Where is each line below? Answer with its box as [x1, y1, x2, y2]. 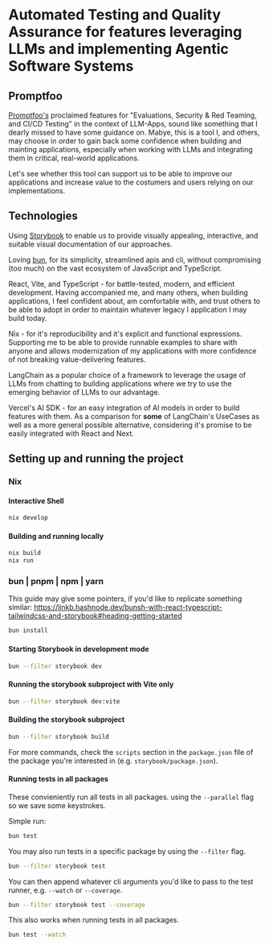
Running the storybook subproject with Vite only [8, 679, 174, 689]
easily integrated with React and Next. [8, 429, 134, 438]
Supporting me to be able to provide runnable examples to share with [8, 337, 238, 347]
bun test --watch [8, 930, 67, 939]
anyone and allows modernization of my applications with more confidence [8, 346, 257, 355]
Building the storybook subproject [8, 715, 125, 724]
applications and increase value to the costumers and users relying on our [8, 177, 254, 187]
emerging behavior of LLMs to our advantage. [8, 387, 161, 396]
